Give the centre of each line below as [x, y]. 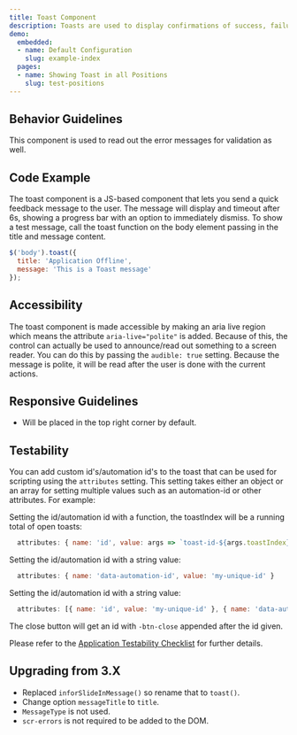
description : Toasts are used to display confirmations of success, [138, 26]
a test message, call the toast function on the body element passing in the [144, 228]
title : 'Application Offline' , [75, 261]
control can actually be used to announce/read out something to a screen [143, 345]
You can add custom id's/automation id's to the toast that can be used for [143, 472]
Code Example [50, 178]
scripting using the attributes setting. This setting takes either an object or [146, 481]
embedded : [35, 42]
